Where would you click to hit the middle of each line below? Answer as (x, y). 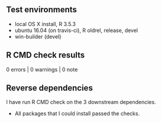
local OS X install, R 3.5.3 (45, 24)
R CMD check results (46, 55)
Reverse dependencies (49, 88)
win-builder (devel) (38, 36)
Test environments (41, 10)
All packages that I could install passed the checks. (77, 114)
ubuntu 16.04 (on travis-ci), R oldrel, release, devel (76, 30)
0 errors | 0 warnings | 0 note (42, 69)
